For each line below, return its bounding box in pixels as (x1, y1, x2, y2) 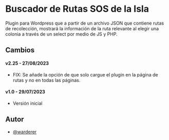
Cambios (5, 46, 35, 54)
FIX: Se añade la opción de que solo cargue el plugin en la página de (12, 71, 158, 77)
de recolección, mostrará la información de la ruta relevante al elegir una (5, 25, 159, 31)
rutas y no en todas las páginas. (12, 77, 81, 83)
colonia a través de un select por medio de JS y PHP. (5, 31, 118, 37)
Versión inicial (12, 100, 43, 106)
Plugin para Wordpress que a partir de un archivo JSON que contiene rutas (5, 20, 164, 26)
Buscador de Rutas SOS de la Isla (5, 3, 149, 15)
